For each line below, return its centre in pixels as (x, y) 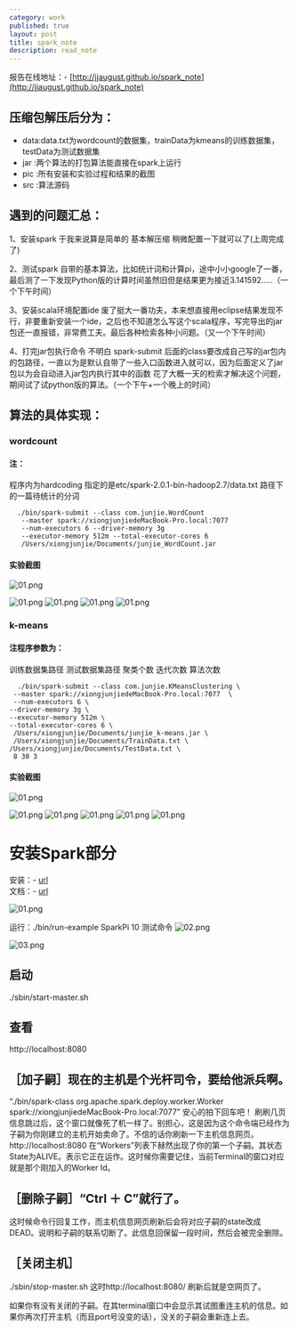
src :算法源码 (46, 184)
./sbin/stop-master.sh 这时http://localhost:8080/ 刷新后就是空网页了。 (138, 1286)
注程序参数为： (36, 647)
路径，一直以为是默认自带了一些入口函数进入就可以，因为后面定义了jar (154, 362)
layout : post (33, 34)
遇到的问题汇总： (56, 216)
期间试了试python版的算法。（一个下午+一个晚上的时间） (113, 385)
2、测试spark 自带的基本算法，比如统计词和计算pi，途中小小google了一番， (148, 269)
